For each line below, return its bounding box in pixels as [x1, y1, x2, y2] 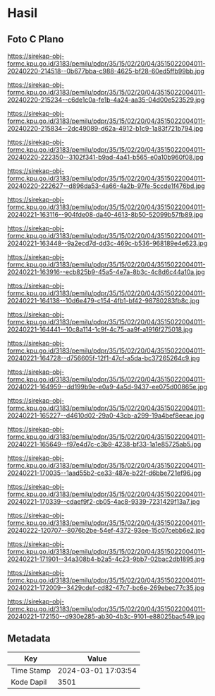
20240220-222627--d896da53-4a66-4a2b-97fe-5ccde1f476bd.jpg [7, 182, 206, 190]
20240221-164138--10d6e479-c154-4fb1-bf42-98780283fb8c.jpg [7, 297, 199, 305]
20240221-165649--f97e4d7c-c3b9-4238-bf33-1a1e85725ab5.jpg [7, 440, 202, 448]
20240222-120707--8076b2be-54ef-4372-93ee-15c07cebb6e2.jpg [7, 526, 205, 534]
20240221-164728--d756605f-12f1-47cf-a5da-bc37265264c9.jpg [7, 354, 200, 362]
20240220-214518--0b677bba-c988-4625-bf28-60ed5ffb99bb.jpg [7, 67, 204, 75]
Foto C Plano [7, 33, 64, 45]
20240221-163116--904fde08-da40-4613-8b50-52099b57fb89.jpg [7, 211, 203, 218]
